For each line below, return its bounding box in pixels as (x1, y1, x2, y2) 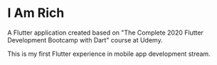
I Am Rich (7, 5, 65, 21)
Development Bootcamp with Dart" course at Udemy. (7, 35, 163, 44)
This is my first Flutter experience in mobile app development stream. (7, 49, 211, 58)
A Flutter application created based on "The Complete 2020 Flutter (7, 28, 204, 37)
